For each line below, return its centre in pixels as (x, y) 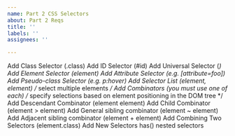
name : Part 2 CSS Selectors (48, 14)
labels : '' (23, 33)
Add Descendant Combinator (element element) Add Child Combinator (109, 103)
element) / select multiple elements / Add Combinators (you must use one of (117, 88)
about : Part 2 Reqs (36, 20)
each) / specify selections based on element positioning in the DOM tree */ (115, 96)
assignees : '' (28, 40)
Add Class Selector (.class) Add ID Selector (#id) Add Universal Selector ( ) (114, 66)
